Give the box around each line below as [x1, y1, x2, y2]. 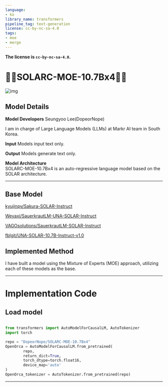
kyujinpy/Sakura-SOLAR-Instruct [5, 203, 72, 209]
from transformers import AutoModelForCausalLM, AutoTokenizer [5, 326, 140, 331]
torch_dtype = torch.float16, [23, 358, 81, 363]
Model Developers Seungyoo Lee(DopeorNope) [5, 116, 105, 122]
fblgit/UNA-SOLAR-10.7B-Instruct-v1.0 [5, 232, 84, 238]
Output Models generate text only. [5, 150, 76, 156]
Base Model [5, 190, 43, 198]
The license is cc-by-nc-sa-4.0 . [5, 54, 71, 60]
